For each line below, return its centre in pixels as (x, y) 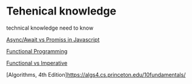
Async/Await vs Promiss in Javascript (53, 39)
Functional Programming (37, 51)
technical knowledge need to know (50, 28)
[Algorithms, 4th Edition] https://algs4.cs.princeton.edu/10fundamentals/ (96, 74)
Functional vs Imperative (37, 63)
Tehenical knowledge (61, 11)
